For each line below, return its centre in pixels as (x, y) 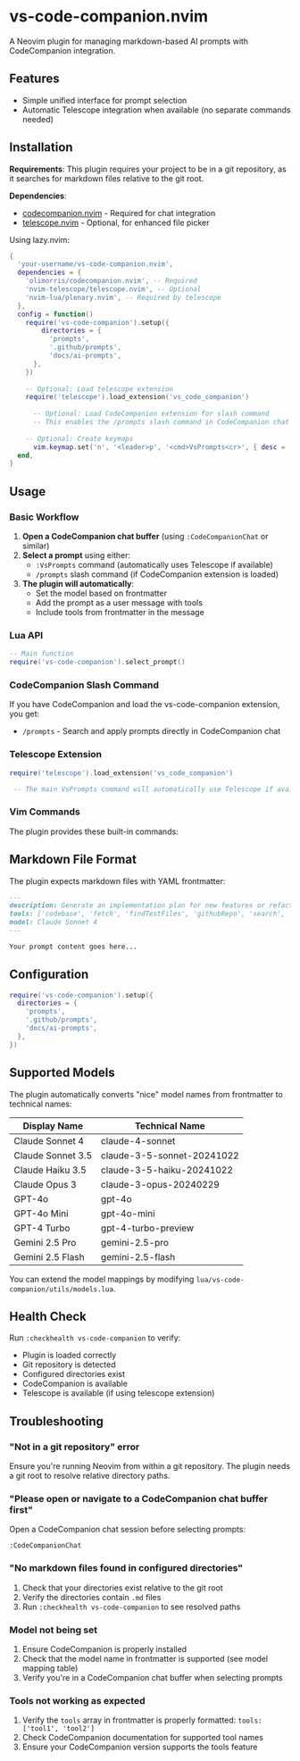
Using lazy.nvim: (39, 239)
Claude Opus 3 (46, 1184)
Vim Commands (45, 812)
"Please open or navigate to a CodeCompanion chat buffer (139, 1498)
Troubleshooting (57, 1421)
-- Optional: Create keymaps (79, 438)
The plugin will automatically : (78, 584)
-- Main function (42, 654)
